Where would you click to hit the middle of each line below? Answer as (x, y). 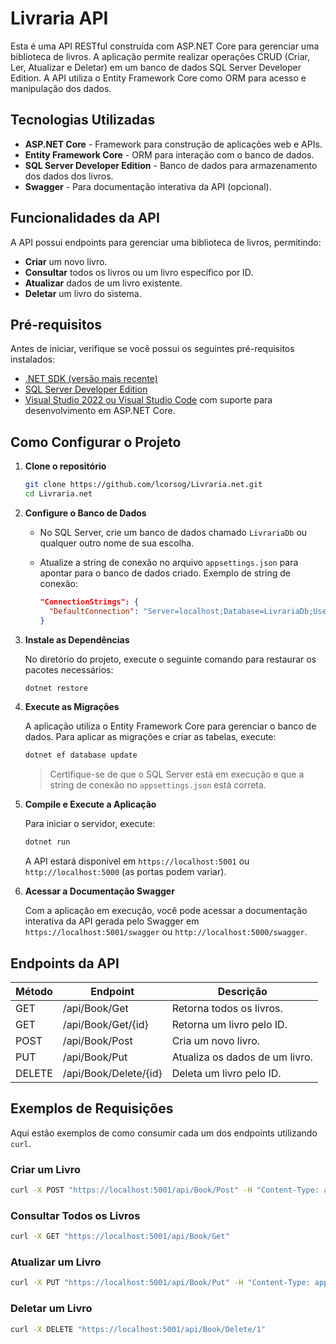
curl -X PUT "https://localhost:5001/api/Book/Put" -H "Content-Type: (160, 1283)
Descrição (242, 991)
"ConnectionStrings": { (89, 602)
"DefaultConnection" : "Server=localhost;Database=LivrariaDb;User (190, 611)
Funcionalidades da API (85, 218)
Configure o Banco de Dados (85, 513)
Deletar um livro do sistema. (83, 293)
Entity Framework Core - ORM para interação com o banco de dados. (169, 154)
